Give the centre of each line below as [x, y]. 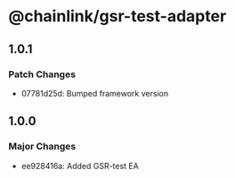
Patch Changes [42, 74]
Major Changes [42, 146]
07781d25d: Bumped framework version [95, 93]
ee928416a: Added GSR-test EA [80, 166]
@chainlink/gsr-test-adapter [117, 16]
